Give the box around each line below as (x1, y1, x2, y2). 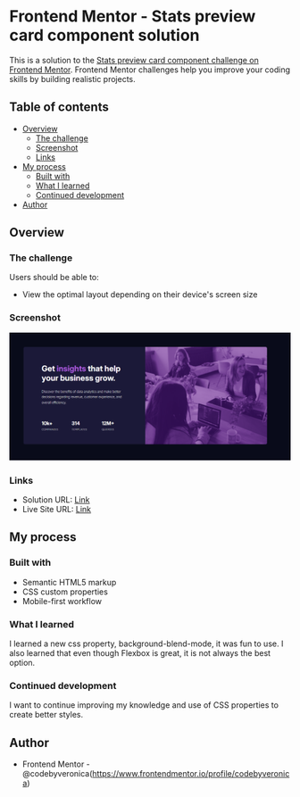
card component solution (9, 25, 200, 46)
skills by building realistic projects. (9, 73, 136, 84)
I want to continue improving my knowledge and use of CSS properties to (9, 700, 279, 710)
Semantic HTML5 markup (21, 577, 117, 587)
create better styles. (9, 710, 84, 720)
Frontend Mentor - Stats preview (9, 6, 256, 27)
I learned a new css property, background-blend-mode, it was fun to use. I (9, 638, 284, 649)
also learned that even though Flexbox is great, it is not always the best (9, 647, 271, 658)
